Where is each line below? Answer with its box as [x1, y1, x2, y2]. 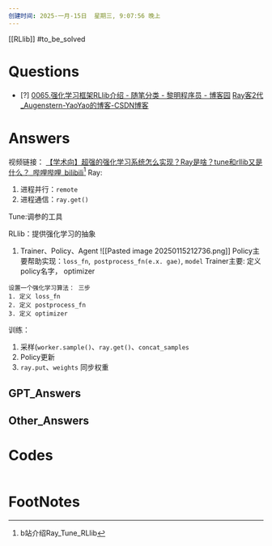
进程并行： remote [19, 184, 79, 194]
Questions [8, 62, 79, 81]
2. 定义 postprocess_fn [8, 301, 87, 310]
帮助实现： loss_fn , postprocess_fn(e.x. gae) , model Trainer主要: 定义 [27, 256, 261, 266]
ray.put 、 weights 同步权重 [19, 362, 109, 372]
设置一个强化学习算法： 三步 [8, 284, 91, 292]
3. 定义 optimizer [8, 310, 68, 318]
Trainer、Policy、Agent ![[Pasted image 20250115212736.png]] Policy [19, 246, 253, 256]
